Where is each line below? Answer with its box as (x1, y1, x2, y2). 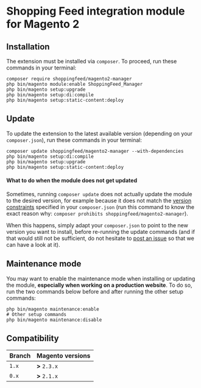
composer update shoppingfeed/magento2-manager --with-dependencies (6, 148, 184, 154)
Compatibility (6, 333, 59, 344)
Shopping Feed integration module (6, 4, 185, 18)
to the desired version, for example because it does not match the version (6, 197, 192, 205)
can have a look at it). (6, 241, 60, 249)
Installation (6, 41, 50, 52)
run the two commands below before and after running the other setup (6, 287, 184, 295)
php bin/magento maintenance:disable (6, 317, 102, 323)
